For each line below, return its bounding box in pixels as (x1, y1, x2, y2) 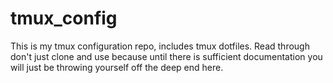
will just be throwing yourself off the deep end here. (10, 61, 224, 73)
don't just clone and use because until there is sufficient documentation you (10, 50, 323, 62)
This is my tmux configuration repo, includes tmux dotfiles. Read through (10, 40, 310, 52)
